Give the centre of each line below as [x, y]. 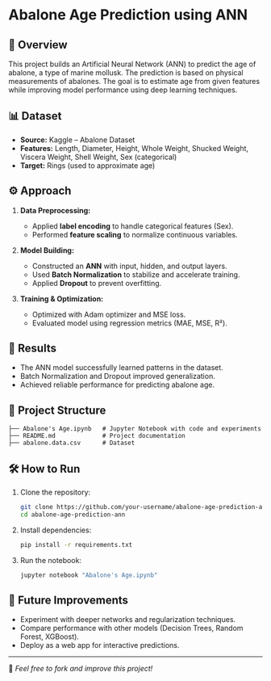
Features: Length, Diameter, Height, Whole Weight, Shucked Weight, [134, 148]
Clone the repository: [55, 492]
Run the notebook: [51, 560]
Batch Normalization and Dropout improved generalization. [117, 376]
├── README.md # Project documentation [97, 436]
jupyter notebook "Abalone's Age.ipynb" [89, 575]
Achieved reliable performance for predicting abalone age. [117, 385]
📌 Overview [38, 45]
